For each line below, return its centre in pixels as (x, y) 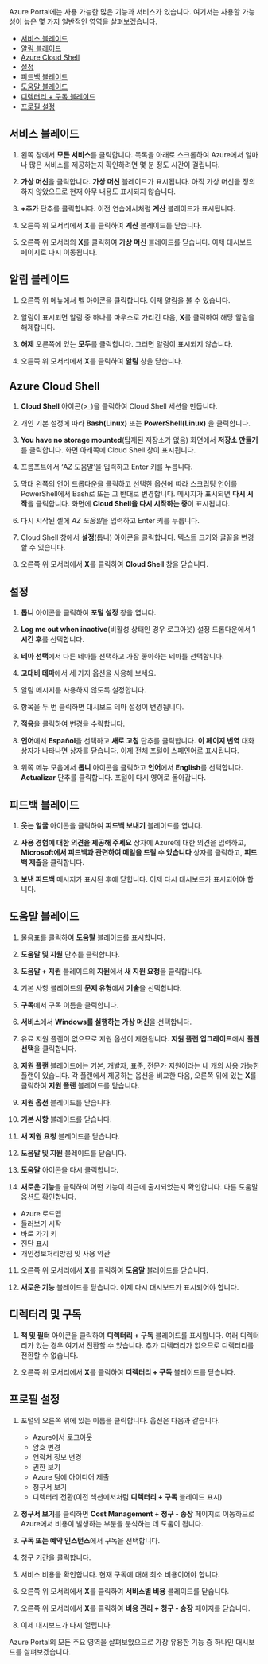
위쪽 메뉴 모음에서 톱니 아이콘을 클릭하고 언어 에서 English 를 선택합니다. (132, 768)
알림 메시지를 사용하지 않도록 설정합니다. (83, 690)
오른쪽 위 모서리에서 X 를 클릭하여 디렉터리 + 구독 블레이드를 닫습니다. (128, 1372)
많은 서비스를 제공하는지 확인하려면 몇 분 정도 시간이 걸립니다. (124, 165)
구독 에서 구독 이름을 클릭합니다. (69, 1005)
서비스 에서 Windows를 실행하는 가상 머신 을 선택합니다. (106, 1022)
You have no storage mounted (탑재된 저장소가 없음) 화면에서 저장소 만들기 (139, 440)
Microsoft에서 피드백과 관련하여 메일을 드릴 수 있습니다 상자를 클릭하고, (131, 852)
